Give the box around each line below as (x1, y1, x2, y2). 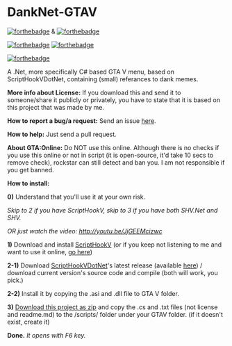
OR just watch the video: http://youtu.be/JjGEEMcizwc (7, 226, 163, 235)
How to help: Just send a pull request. (7, 130, 117, 138)
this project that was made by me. (7, 103, 104, 111)
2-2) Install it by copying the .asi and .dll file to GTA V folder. (7, 289, 179, 297)
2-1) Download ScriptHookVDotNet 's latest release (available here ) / (7, 261, 203, 270)
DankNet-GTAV (7, 4, 98, 20)
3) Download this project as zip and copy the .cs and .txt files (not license (7, 303, 218, 311)
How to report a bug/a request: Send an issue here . (7, 116, 156, 125)
